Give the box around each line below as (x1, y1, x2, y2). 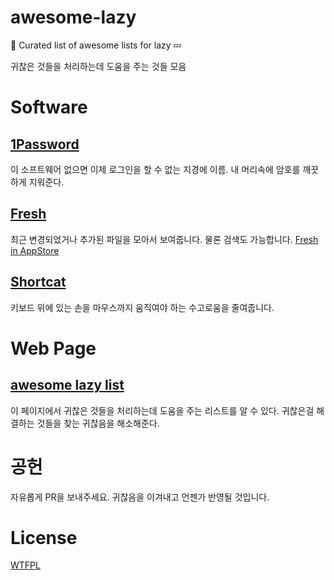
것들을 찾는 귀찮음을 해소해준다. (36, 417, 160, 429)
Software (10, 96, 88, 119)
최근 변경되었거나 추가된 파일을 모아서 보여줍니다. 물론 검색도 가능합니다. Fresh (10, 233, 319, 245)
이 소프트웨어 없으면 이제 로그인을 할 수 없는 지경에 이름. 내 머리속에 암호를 (10, 163, 301, 175)
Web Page (10, 337, 97, 360)
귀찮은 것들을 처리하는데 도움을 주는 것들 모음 (10, 60, 187, 72)
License (10, 526, 78, 549)
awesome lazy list (10, 377, 125, 394)
